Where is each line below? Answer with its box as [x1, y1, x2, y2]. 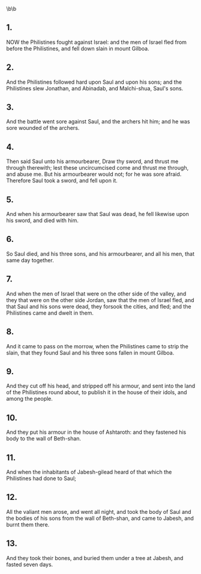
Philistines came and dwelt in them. [6, 309, 94, 316]
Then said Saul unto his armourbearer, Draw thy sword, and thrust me [6, 158, 179, 165]
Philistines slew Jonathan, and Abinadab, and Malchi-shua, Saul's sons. [6, 84, 184, 92]
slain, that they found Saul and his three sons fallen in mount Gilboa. [6, 349, 175, 356]
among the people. [6, 395, 53, 403]
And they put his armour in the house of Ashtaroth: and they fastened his [6, 428, 187, 436]
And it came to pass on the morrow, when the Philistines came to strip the [6, 342, 189, 350]
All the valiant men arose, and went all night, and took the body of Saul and [6, 508, 191, 515]
